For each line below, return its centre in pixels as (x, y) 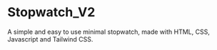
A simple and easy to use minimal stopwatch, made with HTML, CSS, (109, 32)
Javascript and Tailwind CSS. (50, 39)
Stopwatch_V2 (51, 12)
